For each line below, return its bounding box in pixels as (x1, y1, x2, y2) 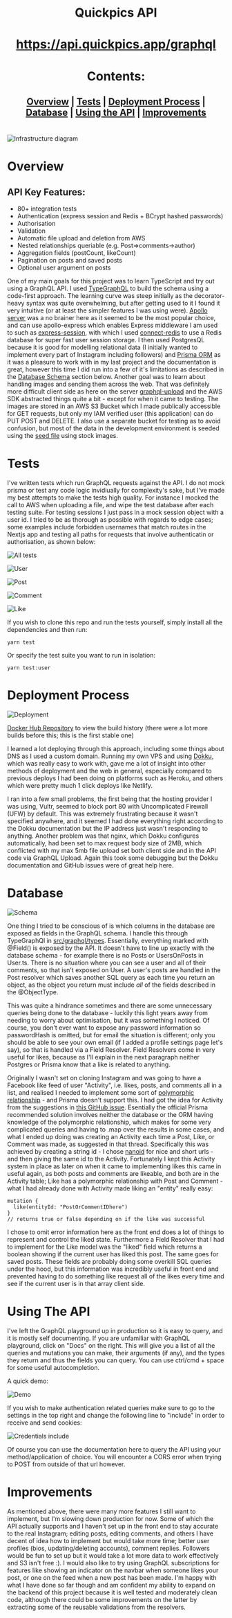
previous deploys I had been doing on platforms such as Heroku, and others (7, 774, 224, 782)
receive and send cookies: (7, 1418, 82, 1427)
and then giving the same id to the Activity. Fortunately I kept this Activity (7, 1154, 215, 1163)
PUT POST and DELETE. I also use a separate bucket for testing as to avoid (7, 417, 221, 425)
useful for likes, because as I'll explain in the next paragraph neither (7, 1053, 200, 1061)
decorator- (194, 292, 225, 300)
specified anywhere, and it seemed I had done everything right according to (7, 817, 223, 825)
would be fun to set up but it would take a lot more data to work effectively (7, 1551, 219, 1560)
